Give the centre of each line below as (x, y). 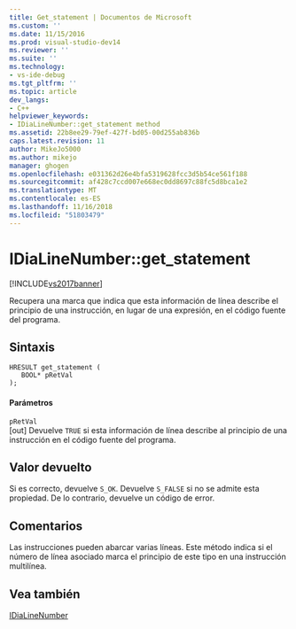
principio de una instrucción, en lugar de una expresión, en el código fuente (148, 310)
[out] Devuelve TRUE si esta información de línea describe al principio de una (148, 430)
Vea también (45, 594)
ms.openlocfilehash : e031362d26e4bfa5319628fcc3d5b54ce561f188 (129, 174)
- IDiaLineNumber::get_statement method (85, 125)
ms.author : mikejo (43, 157)
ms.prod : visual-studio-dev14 (65, 42)
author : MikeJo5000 (45, 149)
